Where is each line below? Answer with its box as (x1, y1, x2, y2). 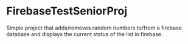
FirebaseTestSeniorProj (6, 4, 128, 18)
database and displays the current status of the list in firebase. (6, 30, 163, 37)
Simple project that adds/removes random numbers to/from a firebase (6, 24, 183, 31)
